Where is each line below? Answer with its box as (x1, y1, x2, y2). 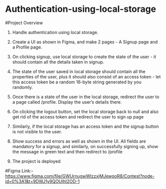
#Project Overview (5, 20, 43, 26)
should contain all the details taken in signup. (12, 59, 105, 65)
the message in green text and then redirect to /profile (12, 149, 123, 154)
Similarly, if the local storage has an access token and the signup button (12, 123, 159, 129)
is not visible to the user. (12, 128, 62, 134)
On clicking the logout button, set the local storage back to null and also (12, 109, 159, 114)
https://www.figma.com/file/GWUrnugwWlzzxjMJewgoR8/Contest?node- (5, 173, 155, 179)
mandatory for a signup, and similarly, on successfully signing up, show (12, 143, 159, 149)
